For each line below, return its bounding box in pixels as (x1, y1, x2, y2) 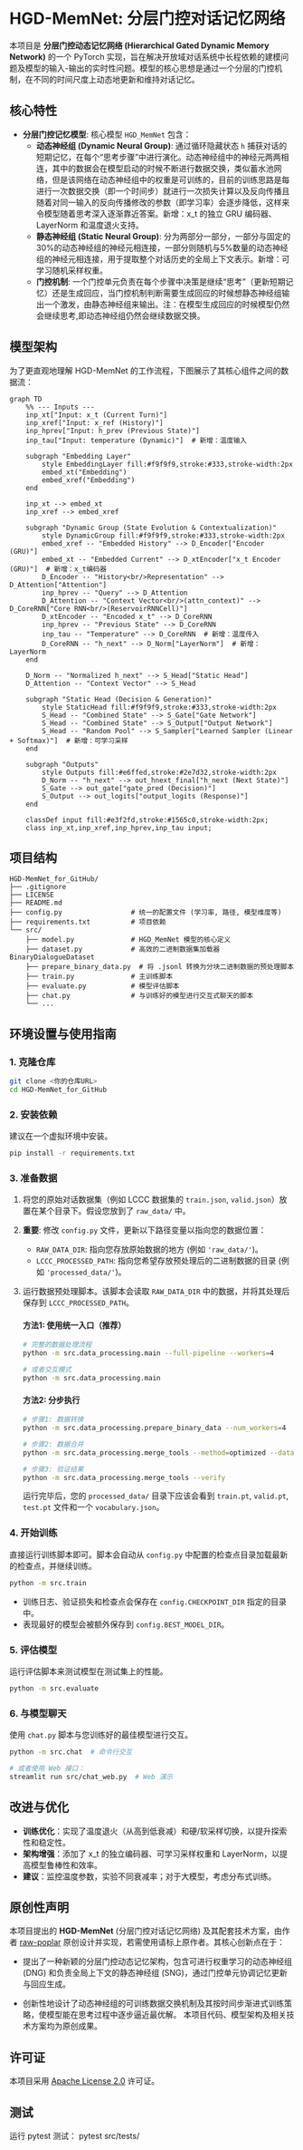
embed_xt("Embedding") (42, 468, 128, 477)
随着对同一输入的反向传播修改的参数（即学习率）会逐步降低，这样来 (35, 197, 290, 208)
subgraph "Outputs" (25, 760, 99, 769)
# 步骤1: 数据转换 (22, 1415, 84, 1424)
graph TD (9, 394, 43, 403)
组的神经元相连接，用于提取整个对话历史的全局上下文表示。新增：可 (35, 253, 290, 264)
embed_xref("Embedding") (42, 475, 136, 485)
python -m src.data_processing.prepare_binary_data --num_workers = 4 (22, 1424, 287, 1433)
